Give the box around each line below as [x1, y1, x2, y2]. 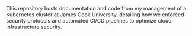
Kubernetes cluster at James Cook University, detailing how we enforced [6, 11, 184, 18]
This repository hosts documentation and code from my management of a [6, 5, 187, 12]
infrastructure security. [6, 23, 62, 30]
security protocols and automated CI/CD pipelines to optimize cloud [6, 17, 172, 24]
